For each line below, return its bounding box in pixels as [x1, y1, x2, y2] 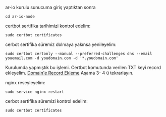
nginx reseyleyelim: [5, 80, 45, 85]
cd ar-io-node [5, 14, 35, 19]
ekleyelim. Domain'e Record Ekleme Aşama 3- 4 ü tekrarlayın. [5, 70, 134, 76]
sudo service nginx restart [5, 89, 65, 94]
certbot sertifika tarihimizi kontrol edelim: [5, 23, 91, 29]
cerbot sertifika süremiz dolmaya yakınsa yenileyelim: [5, 41, 117, 47]
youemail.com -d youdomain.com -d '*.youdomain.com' [5, 55, 119, 61]
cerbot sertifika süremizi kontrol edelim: [5, 98, 88, 104]
